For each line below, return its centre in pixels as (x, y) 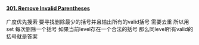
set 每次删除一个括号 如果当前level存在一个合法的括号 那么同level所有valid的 (100, 29)
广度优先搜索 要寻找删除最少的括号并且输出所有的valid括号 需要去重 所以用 (98, 22)
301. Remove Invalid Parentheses (48, 8)
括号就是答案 (22, 37)
